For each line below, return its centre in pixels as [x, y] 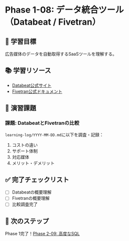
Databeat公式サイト [32, 85]
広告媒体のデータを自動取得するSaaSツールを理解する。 [61, 54]
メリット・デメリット [33, 163]
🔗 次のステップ [27, 221]
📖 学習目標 [21, 41]
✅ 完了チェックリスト [37, 180]
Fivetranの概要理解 [31, 198]
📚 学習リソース [28, 71]
